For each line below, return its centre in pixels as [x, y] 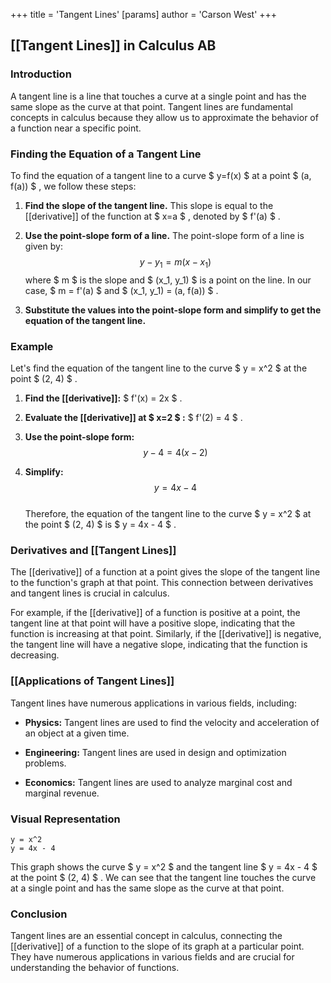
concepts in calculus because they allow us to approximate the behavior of [164, 117]
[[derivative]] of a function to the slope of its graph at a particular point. [157, 946]
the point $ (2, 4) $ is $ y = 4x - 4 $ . [100, 525]
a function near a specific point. [76, 128]
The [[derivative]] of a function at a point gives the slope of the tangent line [165, 572]
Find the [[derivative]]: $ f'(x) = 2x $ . [103, 398]
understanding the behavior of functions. [95, 968]
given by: [43, 246]
